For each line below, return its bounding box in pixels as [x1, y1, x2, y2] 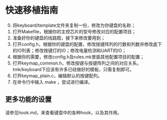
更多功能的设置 [5, 95, 52, 104]
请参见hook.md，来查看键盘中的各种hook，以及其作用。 [5, 109, 122, 115]
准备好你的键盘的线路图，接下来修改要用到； [12, 35, 106, 41]
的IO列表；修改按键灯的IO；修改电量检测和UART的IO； [12, 47, 127, 53]
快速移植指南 [5, 5, 59, 16]
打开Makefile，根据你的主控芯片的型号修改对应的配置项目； [12, 28, 136, 34]
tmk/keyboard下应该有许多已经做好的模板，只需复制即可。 [12, 66, 134, 72]
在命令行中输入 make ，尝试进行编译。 [12, 79, 93, 85]
